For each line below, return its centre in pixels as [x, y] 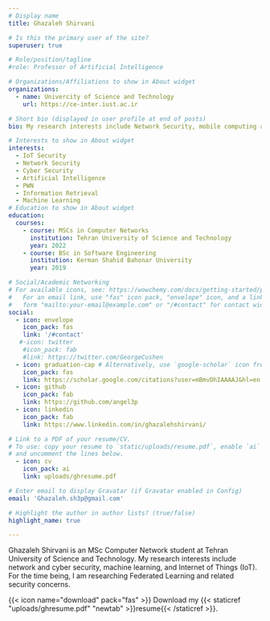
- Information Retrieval [57, 193]
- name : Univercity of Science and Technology [95, 97]
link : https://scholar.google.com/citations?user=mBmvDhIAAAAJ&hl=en [142, 380]
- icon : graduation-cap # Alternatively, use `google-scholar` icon [133, 364]
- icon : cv [34, 462]
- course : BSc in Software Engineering [90, 253]
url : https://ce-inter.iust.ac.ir [80, 104]
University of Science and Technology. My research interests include [123, 559]
